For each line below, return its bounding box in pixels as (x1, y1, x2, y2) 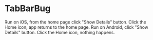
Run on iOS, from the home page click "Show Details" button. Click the (4, 19, 147, 25)
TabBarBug (4, 3, 51, 14)
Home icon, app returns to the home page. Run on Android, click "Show (4, 24, 149, 30)
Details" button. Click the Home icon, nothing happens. (4, 29, 115, 35)
